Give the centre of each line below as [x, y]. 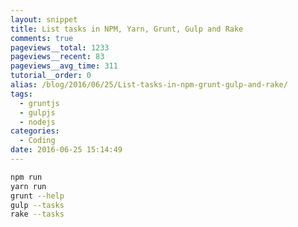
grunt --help [37, 196]
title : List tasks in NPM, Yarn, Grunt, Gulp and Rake [127, 29]
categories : [35, 131]
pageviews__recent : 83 [57, 57]
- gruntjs [39, 103]
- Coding [37, 141]
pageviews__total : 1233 [60, 47]
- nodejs [37, 122]
